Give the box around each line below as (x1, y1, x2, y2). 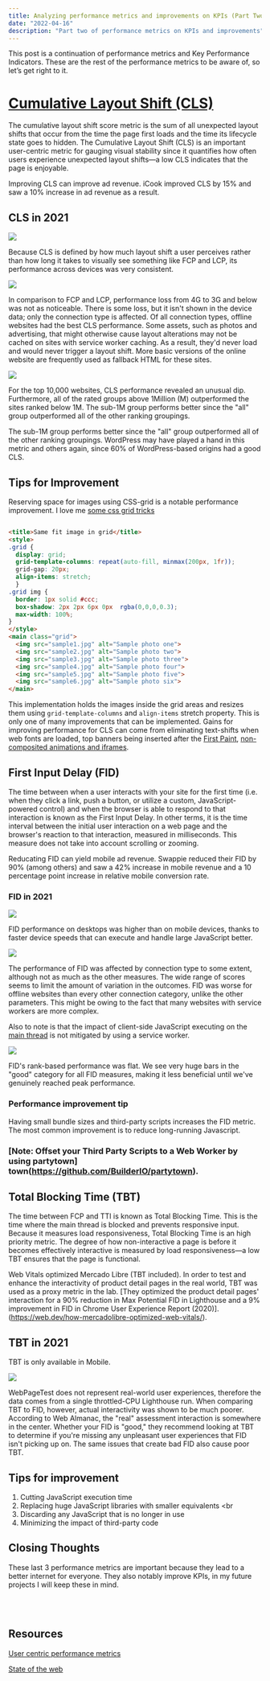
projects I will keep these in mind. (8, 1580, 119, 1589)
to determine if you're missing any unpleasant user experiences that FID (8, 1431, 247, 1441)
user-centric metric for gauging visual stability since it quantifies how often (8, 146, 257, 156)
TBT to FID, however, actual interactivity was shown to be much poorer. (8, 1405, 244, 1415)
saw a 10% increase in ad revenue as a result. (8, 187, 160, 197)
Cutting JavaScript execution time (19, 1492, 133, 1502)
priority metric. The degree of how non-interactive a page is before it (8, 1237, 237, 1247)
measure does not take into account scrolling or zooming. (8, 838, 199, 848)
